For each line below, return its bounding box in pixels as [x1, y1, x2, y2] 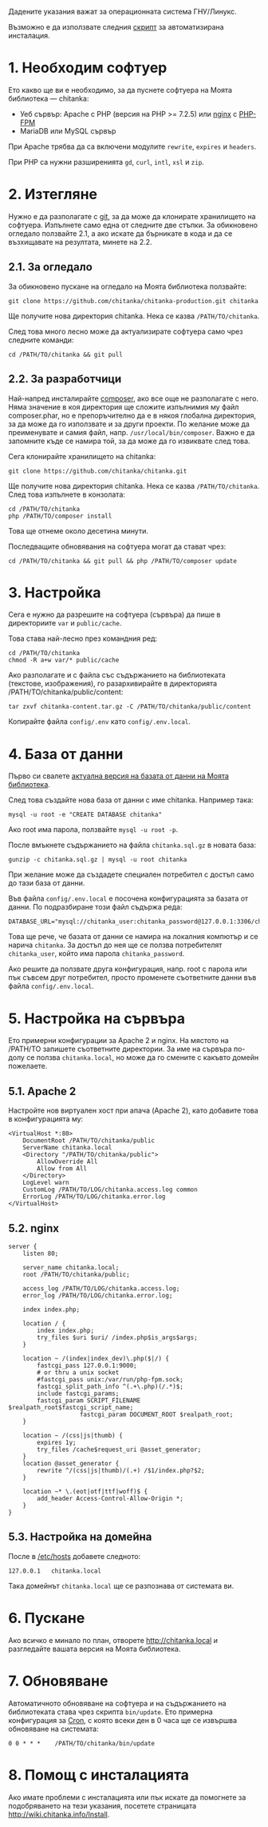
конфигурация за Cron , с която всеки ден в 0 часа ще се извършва [8, 1715, 238, 1725]
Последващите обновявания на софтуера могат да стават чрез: [8, 542, 227, 551]
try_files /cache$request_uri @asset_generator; [37, 1445, 202, 1453]
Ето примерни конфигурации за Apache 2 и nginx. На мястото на [8, 1036, 229, 1045]
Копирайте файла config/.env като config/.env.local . [8, 717, 191, 726]
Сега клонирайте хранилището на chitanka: [8, 451, 156, 461]
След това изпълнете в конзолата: [8, 490, 126, 499]
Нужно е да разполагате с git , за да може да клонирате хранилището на [8, 211, 257, 221]
